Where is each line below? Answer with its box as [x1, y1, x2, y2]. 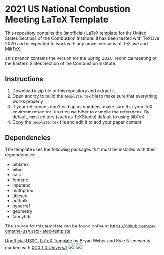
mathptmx [12, 187, 33, 193]
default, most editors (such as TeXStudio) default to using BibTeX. [12, 114, 146, 120]
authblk [12, 198, 28, 203]
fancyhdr [12, 213, 31, 219]
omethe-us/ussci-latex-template [5, 228, 71, 234]
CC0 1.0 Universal [31, 244, 68, 250]
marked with [5, 244, 31, 250]
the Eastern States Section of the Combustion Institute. [5, 60, 117, 66]
